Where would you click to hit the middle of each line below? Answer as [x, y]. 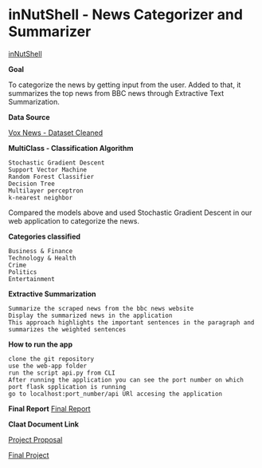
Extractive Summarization [53, 294]
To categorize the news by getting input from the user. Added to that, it [125, 85]
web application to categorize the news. [74, 220]
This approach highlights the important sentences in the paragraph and [131, 322]
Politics [23, 272]
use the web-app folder [48, 366]
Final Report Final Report [49, 408]
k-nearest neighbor [41, 197]
